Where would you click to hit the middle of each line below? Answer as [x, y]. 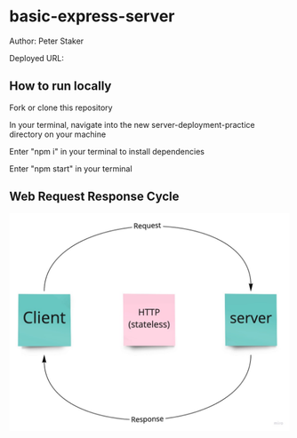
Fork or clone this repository [61, 108]
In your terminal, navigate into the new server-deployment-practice [132, 124]
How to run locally [60, 86]
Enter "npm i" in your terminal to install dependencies [107, 151]
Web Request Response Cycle [94, 197]
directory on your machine [58, 134]
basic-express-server [92, 16]
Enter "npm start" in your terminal [71, 168]
